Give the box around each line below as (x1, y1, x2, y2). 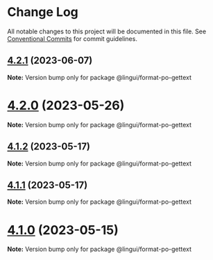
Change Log (7, 4, 78, 20)
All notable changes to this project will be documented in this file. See (7, 27, 207, 35)
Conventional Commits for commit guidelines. (7, 34, 137, 42)
